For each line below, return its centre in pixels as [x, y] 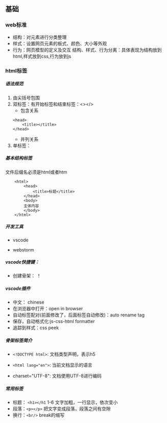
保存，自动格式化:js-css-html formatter [54, 321]
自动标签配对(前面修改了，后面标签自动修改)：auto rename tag [78, 315]
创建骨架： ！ [27, 276]
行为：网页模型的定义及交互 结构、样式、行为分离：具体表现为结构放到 [87, 49]
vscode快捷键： [22, 262]
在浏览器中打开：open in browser [48, 309]
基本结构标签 [19, 158]
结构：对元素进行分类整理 [40, 37]
